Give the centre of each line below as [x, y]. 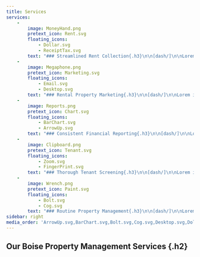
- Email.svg [53, 84]
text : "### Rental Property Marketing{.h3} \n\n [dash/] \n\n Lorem [109, 95]
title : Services [26, 12]
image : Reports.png [52, 106]
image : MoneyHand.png [54, 28]
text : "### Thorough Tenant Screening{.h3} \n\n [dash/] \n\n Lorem [109, 173]
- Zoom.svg [51, 162]
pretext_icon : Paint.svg [58, 189]
